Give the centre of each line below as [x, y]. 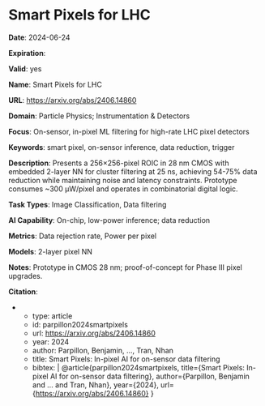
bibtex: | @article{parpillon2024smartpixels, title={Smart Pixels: [139, 367]
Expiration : [27, 53]
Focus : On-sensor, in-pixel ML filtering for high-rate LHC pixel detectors [129, 131]
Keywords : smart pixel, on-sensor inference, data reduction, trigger [122, 147]
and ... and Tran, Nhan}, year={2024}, [96, 385]
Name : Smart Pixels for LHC [56, 84]
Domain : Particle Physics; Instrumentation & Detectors [99, 116]
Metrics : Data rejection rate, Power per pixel [82, 236]
